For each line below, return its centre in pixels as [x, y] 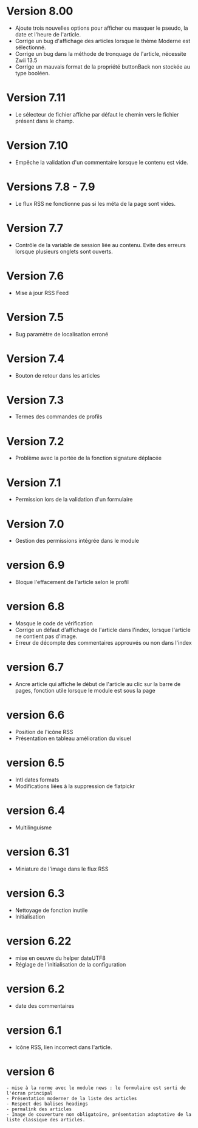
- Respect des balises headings [47, 1104]
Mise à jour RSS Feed [42, 293]
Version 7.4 [36, 358]
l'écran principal [29, 1093]
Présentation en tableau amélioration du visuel [73, 738]
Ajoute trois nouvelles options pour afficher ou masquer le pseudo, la [101, 28]
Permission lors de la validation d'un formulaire [74, 500]
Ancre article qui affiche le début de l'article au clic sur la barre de [98, 684]
